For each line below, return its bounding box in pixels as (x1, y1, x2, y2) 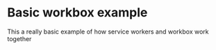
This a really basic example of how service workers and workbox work (7, 27, 210, 36)
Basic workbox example (7, 5, 148, 21)
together (7, 34, 32, 42)
